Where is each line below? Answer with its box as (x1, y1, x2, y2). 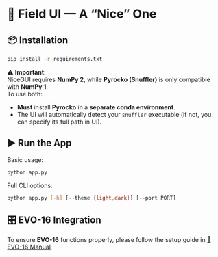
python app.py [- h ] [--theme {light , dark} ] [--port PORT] (7, 194, 176, 201)
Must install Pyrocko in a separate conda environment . (16, 103, 176, 111)
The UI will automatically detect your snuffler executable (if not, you (16, 110, 212, 118)
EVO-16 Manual (7, 243, 51, 252)
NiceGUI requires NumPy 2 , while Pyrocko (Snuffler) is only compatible (7, 75, 210, 83)
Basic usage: (7, 155, 44, 163)
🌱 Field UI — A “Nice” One (7, 6, 157, 22)
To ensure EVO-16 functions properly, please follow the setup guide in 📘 (7, 236, 211, 244)
